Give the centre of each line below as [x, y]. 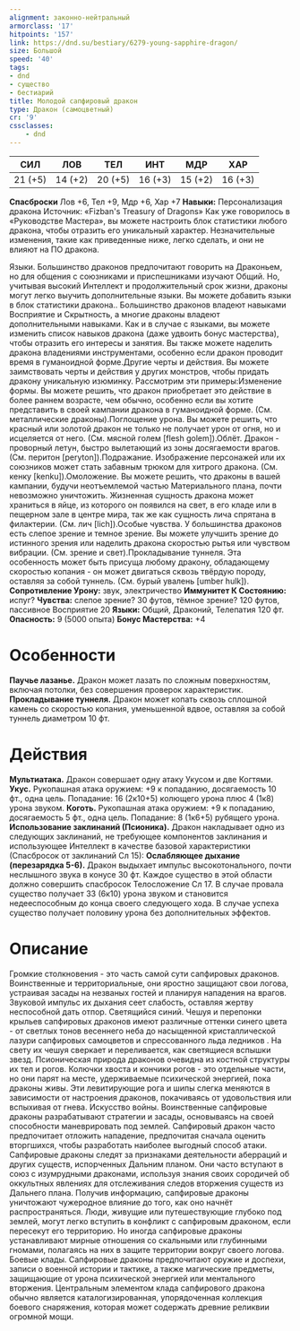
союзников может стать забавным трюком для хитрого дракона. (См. [144, 466]
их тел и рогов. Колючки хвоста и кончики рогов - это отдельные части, [148, 1068]
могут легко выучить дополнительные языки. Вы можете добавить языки [150, 295]
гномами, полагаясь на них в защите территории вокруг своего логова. [147, 1249]
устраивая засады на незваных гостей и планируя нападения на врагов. [148, 992]
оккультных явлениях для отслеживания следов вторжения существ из [146, 1183]
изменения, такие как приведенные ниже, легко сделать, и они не [137, 239]
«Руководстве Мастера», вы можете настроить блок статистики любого [149, 220]
